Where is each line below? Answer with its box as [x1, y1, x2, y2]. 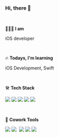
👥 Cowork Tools [5, 117, 39, 123]
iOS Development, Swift [5, 65, 54, 71]
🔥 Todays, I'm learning [5, 55, 53, 61]
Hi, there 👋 [5, 5, 31, 12]
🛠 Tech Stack [5, 85, 35, 91]
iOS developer [5, 35, 35, 42]
